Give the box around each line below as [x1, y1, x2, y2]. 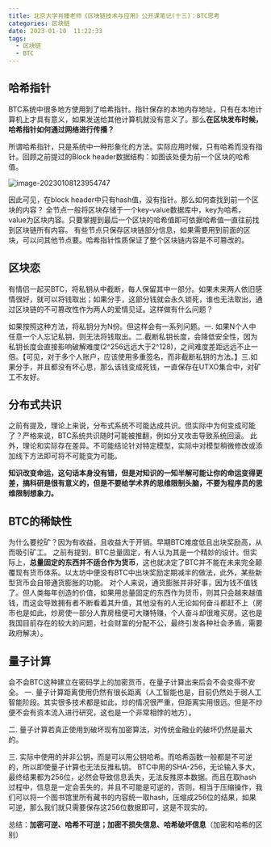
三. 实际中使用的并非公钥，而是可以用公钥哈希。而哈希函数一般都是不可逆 [8, 752, 252, 762]
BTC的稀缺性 [8, 514, 73, 528]
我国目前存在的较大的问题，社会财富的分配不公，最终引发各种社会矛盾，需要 [8, 618, 263, 628]
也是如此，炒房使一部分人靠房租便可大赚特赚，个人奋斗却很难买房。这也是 [15, 608, 263, 618]
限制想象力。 [15, 488, 58, 498]
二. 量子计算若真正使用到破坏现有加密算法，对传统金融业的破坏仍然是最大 [8, 725, 252, 735]
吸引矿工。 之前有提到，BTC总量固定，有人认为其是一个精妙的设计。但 [15, 547, 251, 558]
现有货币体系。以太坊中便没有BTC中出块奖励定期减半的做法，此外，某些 [15, 567, 256, 578]
